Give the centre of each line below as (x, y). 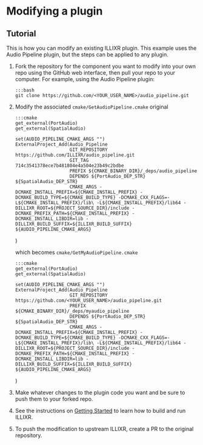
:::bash (25, 90)
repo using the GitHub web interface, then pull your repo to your (95, 73)
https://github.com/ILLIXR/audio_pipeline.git (75, 155)
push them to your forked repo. (54, 399)
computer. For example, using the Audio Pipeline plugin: (85, 79)
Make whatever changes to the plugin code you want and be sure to (100, 393)
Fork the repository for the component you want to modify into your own (105, 66)
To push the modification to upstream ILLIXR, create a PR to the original (104, 429)
